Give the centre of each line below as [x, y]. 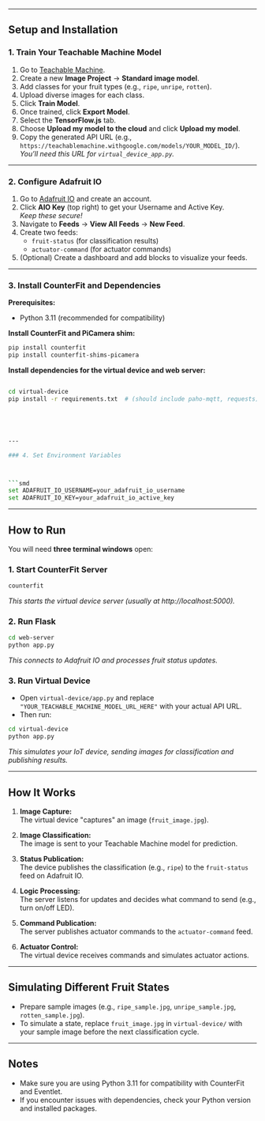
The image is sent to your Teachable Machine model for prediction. [129, 844]
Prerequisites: [32, 303]
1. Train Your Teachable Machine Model [85, 52]
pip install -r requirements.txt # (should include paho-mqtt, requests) [134, 399]
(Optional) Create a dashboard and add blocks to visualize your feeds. [133, 257]
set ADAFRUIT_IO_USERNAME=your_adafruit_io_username [97, 491]
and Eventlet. [41, 1091]
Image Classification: [55, 836]
